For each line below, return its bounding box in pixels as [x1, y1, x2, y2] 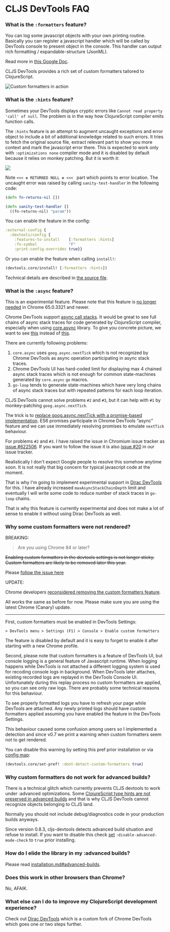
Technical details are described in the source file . [5, 274, 108, 281]
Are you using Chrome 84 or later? [17, 544, 90, 550]
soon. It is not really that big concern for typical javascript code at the [5, 464, 150, 470]
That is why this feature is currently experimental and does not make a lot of [5, 505, 164, 511]
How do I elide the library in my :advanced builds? [5, 850, 130, 857]
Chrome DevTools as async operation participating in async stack [12, 355, 150, 361]
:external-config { [5, 228, 47, 233]
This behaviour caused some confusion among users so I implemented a [5, 726, 157, 732]
